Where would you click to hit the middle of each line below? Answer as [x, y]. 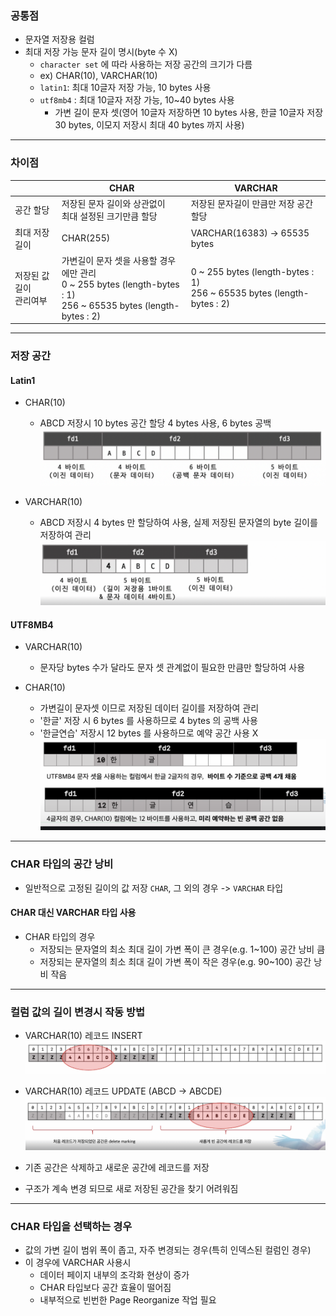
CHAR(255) [86, 238]
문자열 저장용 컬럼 [59, 39]
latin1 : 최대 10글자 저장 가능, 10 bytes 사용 [125, 88]
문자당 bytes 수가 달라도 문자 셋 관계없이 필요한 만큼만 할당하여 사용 [172, 668]
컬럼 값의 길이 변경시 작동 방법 [78, 1012]
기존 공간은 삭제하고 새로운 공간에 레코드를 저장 [117, 1167]
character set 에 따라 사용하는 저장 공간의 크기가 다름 [146, 64]
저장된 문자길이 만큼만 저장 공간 [252, 204]
